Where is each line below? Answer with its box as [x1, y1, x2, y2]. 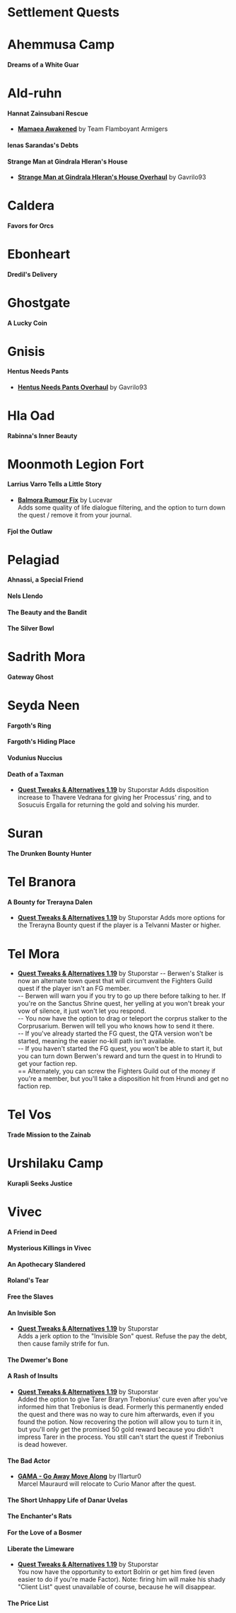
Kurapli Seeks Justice [7, 1179, 73, 1188]
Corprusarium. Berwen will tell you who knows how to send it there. [17, 1022, 215, 1031]
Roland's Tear [7, 1276, 49, 1285]
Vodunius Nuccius [7, 753, 63, 762]
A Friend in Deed [7, 1227, 57, 1236]
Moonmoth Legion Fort [7, 456, 144, 472]
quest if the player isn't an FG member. [17, 985, 131, 993]
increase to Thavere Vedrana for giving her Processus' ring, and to [17, 793, 212, 802]
